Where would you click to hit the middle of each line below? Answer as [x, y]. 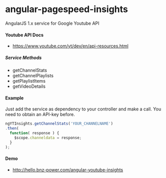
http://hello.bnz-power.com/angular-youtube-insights [68, 169]
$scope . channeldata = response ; [48, 138]
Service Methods [23, 57]
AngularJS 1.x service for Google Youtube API [52, 23]
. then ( [12, 129]
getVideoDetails [29, 86]
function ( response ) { [34, 133]
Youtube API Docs [24, 35]
